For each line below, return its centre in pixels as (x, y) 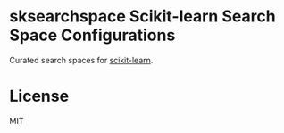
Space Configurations (92, 35)
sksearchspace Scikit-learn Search (142, 17)
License (39, 96)
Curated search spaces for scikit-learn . (81, 60)
